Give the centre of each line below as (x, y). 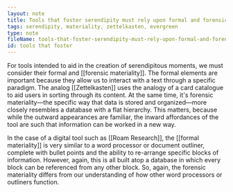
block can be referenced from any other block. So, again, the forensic (106, 167)
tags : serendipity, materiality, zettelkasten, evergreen (93, 26)
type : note (23, 33)
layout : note (26, 14)
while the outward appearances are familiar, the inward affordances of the (113, 117)
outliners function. (33, 182)
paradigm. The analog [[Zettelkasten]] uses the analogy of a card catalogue (115, 88)
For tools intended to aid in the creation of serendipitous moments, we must (115, 66)
